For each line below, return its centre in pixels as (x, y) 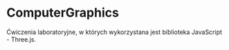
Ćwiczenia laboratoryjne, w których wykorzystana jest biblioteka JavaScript (114, 32)
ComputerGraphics (63, 13)
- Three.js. (21, 39)
